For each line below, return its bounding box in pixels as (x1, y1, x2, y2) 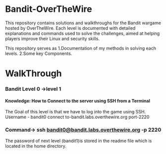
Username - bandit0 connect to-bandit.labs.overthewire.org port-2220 (5, 114, 150, 120)
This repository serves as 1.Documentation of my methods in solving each (5, 45, 156, 51)
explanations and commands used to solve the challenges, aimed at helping (5, 30, 160, 36)
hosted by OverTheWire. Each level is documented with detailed (5, 25, 136, 31)
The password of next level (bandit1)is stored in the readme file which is (5, 138, 152, 144)
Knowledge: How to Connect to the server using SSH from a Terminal (5, 98, 150, 103)
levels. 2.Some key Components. (5, 51, 72, 56)
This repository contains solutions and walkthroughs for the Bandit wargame (5, 20, 161, 26)
